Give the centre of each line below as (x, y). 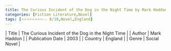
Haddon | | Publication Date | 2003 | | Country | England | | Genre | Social (82, 38)
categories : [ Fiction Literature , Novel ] (49, 14)
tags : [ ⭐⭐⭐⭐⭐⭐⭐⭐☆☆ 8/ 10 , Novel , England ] (49, 19)
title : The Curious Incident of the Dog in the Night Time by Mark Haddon (86, 10)
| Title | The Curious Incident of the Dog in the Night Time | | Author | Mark (83, 33)
